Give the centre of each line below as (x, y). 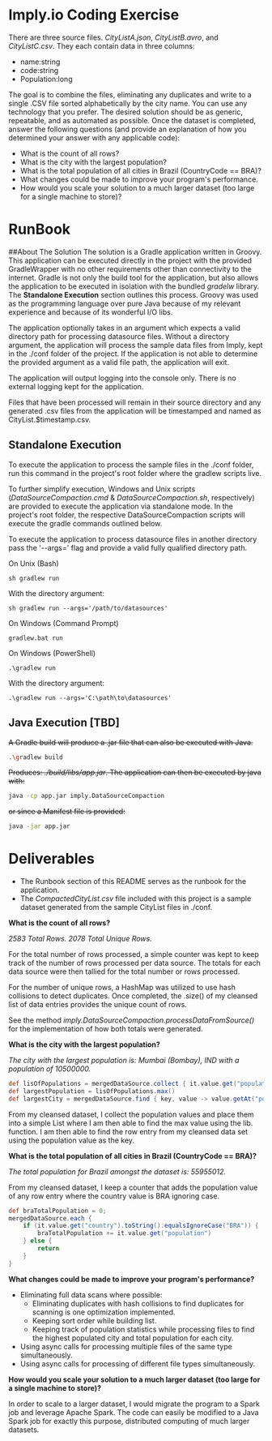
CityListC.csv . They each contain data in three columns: (102, 45)
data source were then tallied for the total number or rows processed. (124, 971)
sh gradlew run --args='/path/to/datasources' (88, 608)
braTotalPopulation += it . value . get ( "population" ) (125, 1233)
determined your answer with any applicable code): (94, 137)
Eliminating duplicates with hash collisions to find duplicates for (138, 1303)
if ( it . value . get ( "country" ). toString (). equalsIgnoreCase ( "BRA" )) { (141, 1226)
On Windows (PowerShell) (52, 653)
